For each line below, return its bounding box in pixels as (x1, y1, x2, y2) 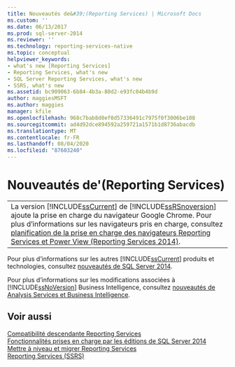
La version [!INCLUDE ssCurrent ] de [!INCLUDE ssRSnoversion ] (10, 201, 217, 211)
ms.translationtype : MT (7, 127, 77, 134)
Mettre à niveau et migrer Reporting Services (7, 344, 137, 352)
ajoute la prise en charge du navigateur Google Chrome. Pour (10, 210, 212, 220)
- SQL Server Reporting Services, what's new (7, 75, 142, 83)
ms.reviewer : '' (7, 36, 55, 43)
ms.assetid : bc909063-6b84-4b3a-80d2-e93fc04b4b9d (7, 88, 158, 95)
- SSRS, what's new (7, 82, 64, 89)
